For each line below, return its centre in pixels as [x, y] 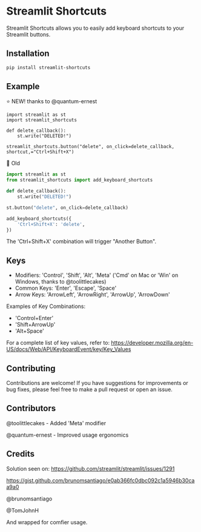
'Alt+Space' [29, 331]
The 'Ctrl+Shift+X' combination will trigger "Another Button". [81, 242]
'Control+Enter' [34, 318]
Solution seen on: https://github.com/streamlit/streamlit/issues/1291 [91, 468]
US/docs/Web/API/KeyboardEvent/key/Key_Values [69, 349]
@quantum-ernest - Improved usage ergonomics [68, 435]
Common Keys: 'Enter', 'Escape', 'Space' [66, 288]
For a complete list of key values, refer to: [58, 343]
